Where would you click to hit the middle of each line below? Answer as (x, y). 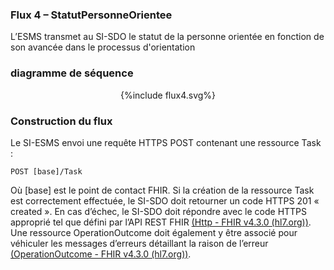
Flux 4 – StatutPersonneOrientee (91, 15)
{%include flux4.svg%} (168, 95)
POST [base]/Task (46, 171)
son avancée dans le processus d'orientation (103, 47)
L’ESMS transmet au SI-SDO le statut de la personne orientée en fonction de (167, 37)
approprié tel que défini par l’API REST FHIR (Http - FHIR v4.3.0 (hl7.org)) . (161, 222)
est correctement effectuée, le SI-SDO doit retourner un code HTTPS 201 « (165, 200)
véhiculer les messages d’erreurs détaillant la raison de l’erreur (139, 243)
